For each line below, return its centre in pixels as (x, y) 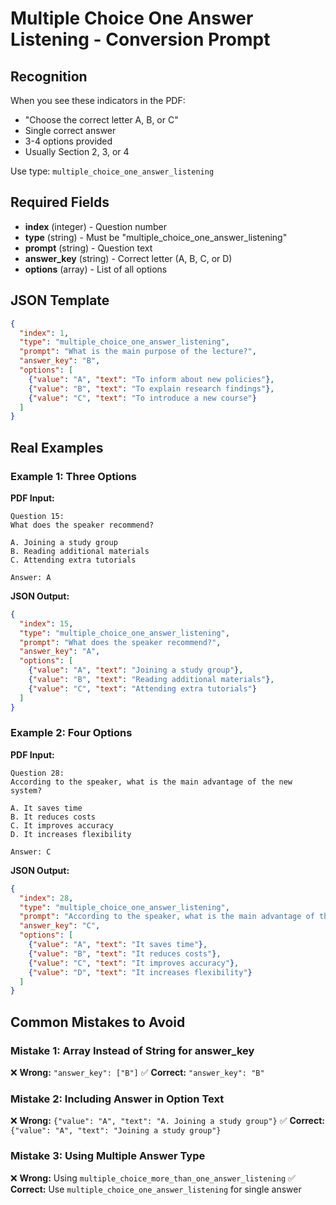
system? (26, 790)
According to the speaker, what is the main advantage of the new (151, 782)
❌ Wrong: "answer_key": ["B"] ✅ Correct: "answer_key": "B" (137, 1073)
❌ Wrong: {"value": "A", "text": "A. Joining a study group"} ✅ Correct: (167, 1121)
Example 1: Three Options (74, 476)
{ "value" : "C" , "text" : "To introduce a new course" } (142, 398)
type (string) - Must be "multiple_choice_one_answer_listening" (156, 237)
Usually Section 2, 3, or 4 (77, 151)
